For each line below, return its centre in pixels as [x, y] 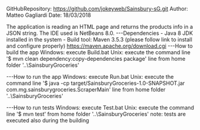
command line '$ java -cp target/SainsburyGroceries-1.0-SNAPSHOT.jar [95, 83]
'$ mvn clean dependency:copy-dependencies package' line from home [96, 59]
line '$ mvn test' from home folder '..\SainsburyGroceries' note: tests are [96, 114]
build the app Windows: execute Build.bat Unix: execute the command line [98, 52]
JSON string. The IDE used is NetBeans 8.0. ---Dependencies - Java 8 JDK [100, 33]
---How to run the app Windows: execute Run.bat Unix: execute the [90, 77]
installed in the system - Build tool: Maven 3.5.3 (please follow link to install [99, 39]
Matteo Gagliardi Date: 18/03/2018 [49, 15]
